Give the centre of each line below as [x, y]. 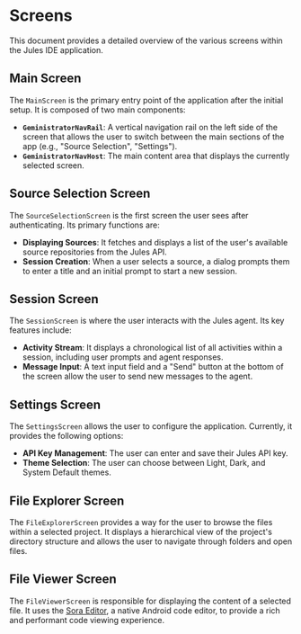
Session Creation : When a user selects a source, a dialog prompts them [156, 261]
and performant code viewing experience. [87, 620]
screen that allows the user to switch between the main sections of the [153, 137]
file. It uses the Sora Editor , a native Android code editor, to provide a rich [145, 610]
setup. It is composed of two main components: [97, 110]
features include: [40, 330]
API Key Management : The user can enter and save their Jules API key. [155, 453]
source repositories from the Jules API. [95, 252]
